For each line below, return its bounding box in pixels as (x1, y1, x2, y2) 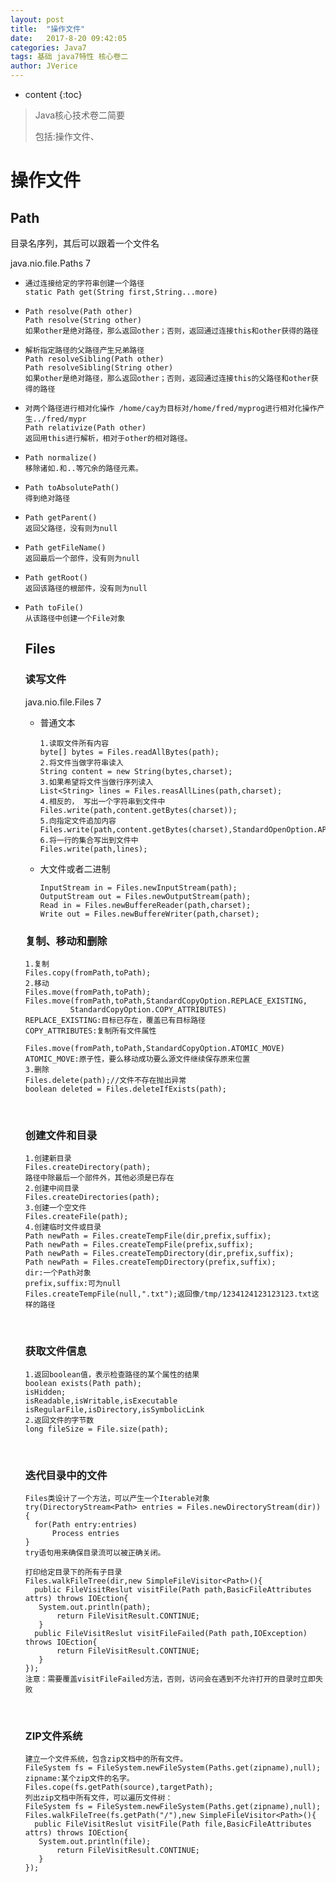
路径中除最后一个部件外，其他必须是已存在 (24, 1173, 175, 1183)
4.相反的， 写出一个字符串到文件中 (39, 796, 166, 806)
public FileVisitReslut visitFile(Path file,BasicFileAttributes (34, 1819, 312, 1830)
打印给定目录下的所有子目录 (24, 1567, 123, 1577)
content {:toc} (24, 89, 83, 100)
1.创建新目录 (24, 1154, 72, 1164)
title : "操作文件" (10, 24, 86, 34)
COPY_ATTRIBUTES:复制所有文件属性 (24, 1026, 157, 1036)
